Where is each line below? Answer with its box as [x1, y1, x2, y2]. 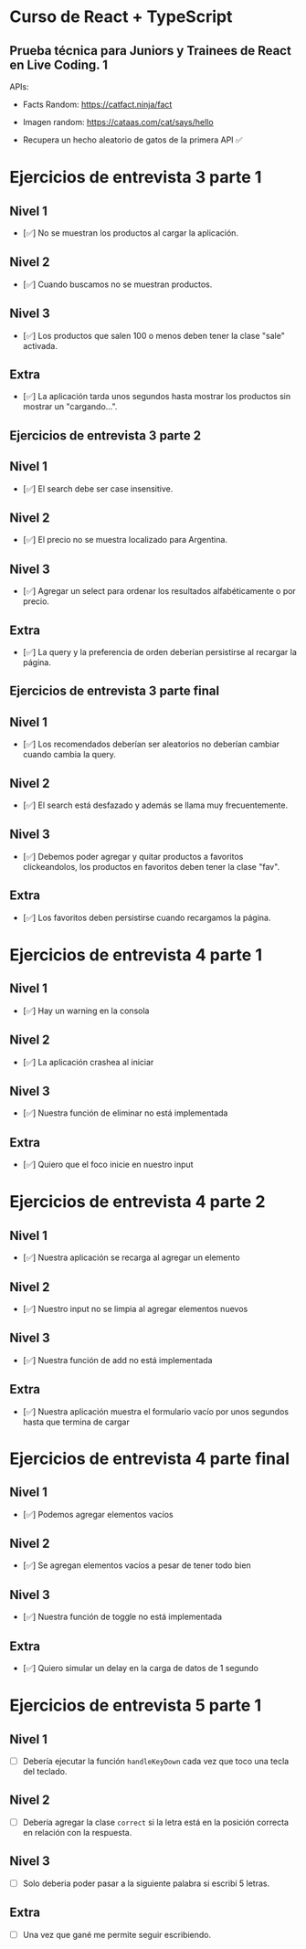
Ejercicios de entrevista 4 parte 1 [9, 944, 263, 965]
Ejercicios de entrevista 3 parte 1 [9, 167, 262, 188]
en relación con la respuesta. [22, 1827, 132, 1838]
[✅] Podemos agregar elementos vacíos [22, 1509, 174, 1520]
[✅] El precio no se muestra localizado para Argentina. [22, 535, 228, 546]
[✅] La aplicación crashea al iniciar [22, 1056, 154, 1067]
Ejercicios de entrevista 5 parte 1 [9, 1695, 262, 1716]
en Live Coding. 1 [9, 57, 108, 72]
